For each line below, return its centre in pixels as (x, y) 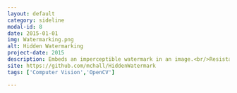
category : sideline (36, 20)
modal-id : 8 (25, 27)
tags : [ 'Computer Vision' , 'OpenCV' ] (61, 72)
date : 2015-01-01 (33, 33)
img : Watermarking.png (41, 40)
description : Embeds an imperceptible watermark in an (90, 59)
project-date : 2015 (36, 53)
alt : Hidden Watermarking (45, 46)
